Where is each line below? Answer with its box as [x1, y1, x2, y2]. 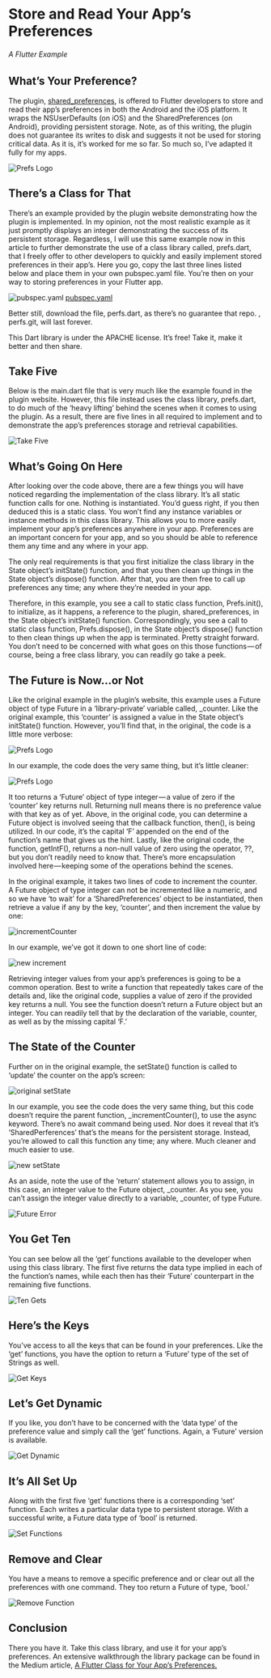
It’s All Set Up [8, 1474, 78, 1488]
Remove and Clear [8, 1552, 103, 1566]
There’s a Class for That [8, 187, 131, 201]
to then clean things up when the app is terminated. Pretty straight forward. [8, 633, 260, 643]
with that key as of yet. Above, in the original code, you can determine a [8, 809, 248, 819]
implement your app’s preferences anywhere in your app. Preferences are [8, 524, 254, 534]
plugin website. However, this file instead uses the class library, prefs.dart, [8, 394, 256, 405]
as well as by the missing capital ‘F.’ [8, 1017, 128, 1026]
